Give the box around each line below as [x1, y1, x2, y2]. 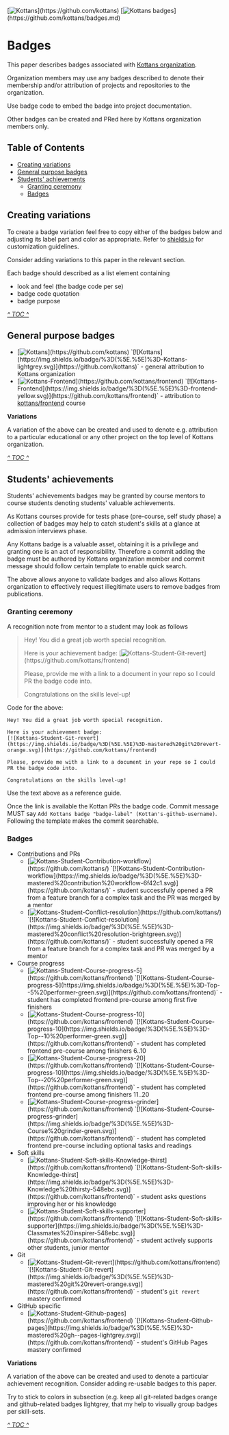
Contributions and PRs [16, 850, 81, 858]
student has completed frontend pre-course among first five [27, 995, 198, 1003]
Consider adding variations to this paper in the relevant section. [7, 255, 186, 264]
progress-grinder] [27, 1112, 79, 1120]
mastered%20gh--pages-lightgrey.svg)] [27, 1331, 142, 1339]
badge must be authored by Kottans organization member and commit [7, 555, 205, 563]
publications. [7, 590, 44, 598]
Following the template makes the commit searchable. [7, 817, 159, 825]
